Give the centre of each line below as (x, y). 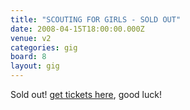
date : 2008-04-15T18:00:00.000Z (77, 29)
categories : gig (44, 47)
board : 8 (28, 57)
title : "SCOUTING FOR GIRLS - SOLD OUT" (96, 19)
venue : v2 (31, 38)
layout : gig (35, 66)
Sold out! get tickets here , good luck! (86, 94)
